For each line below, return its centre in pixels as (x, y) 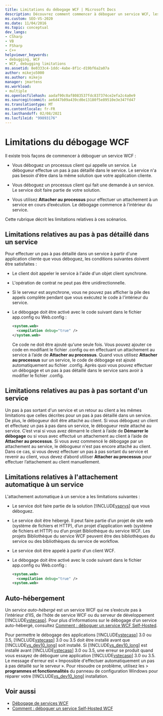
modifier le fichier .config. (38, 376)
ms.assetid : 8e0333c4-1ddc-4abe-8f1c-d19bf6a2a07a (57, 69)
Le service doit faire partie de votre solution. (56, 190)
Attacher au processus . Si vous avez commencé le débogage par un (74, 441)
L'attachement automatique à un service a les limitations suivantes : (73, 496)
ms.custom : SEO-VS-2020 (29, 18)
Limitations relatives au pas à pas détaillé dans (77, 234)
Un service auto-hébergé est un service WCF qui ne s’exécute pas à (73, 610)
